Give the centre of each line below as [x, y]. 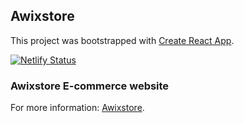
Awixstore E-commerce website [90, 86]
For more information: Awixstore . [77, 108]
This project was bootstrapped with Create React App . [122, 40]
